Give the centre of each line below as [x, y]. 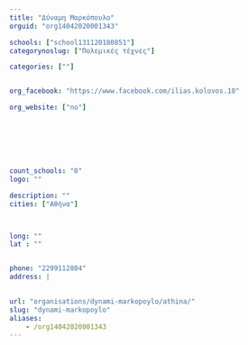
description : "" [40, 195]
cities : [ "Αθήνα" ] [44, 204]
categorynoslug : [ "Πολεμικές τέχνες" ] [82, 50]
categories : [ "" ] [42, 67]
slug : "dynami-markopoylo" [60, 310]
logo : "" [26, 179]
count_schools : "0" [46, 171]
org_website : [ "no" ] [48, 108]
